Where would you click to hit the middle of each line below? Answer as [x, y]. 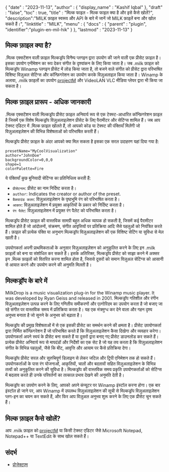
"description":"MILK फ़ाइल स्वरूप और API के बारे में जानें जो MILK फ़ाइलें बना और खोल [80, 18]
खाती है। [13, 238]
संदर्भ [11, 453]
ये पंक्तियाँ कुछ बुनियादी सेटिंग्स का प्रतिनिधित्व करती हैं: [48, 178]
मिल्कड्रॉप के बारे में [26, 281]
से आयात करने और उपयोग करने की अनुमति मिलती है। [49, 265]
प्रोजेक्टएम [20, 465]
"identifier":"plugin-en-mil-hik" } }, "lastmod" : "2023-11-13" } [69, 29]
